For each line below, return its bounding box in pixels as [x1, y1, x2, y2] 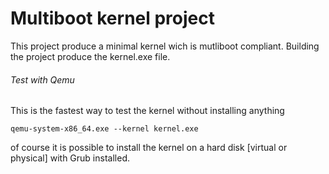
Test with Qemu [10, 73, 75, 86]
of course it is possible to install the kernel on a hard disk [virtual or [10, 142, 288, 154]
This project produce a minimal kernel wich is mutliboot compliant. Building [10, 40, 320, 52]
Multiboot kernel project [10, 7, 216, 30]
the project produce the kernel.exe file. [10, 50, 171, 62]
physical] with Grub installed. [10, 152, 130, 164]
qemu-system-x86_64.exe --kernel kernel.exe [10, 124, 199, 134]
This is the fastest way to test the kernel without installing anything [10, 105, 285, 117]
